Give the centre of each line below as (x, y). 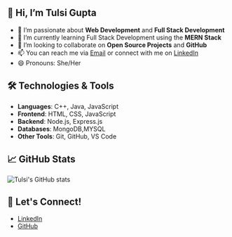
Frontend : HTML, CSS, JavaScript (67, 114)
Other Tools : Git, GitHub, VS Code (67, 136)
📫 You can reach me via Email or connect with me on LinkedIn (108, 53)
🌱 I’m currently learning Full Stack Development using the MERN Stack (120, 37)
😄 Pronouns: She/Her (49, 63)
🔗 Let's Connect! (45, 201)
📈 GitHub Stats (41, 159)
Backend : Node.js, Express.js (60, 121)
